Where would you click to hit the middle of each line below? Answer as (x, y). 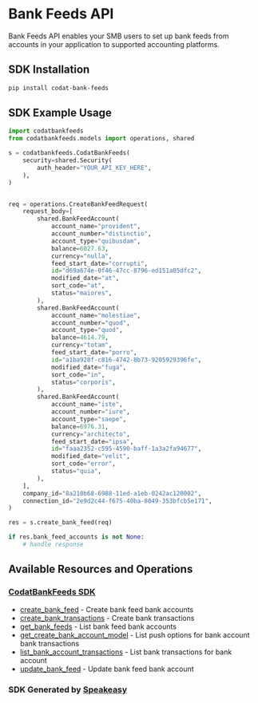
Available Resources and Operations (101, 569)
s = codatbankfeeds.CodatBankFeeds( (69, 153)
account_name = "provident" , (96, 227)
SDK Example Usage (60, 113)
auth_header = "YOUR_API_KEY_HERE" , (94, 168)
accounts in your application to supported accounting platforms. (114, 44)
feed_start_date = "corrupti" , (99, 263)
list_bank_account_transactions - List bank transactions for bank (126, 652)
